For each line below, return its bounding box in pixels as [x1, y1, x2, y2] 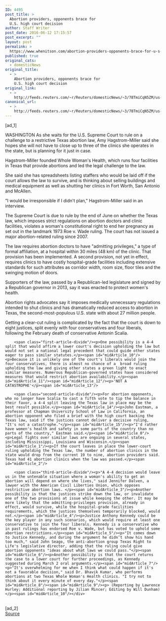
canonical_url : [5, 100, 37, 105]
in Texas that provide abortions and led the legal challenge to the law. [5, 162, 146, 169]
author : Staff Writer [5, 26, 50, 31]
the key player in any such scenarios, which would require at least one [5, 517, 161, 522]
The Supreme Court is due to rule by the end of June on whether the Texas [5, 212, 158, 218]
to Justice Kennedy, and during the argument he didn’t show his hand [5, 535, 154, 540]
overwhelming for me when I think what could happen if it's [25, 565, 154, 570]
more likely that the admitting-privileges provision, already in [5, 500, 145, 505]
